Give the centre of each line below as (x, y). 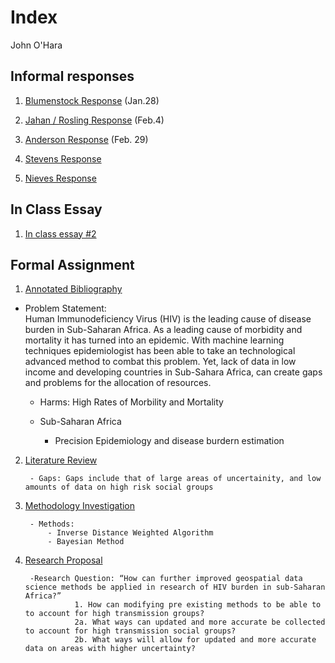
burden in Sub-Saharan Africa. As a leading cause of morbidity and (163, 330)
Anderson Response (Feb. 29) (86, 139)
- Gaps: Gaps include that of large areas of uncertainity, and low (175, 479)
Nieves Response (60, 178)
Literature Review (61, 460)
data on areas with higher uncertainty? (110, 649)
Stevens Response (63, 158)
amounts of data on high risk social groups (119, 487)
